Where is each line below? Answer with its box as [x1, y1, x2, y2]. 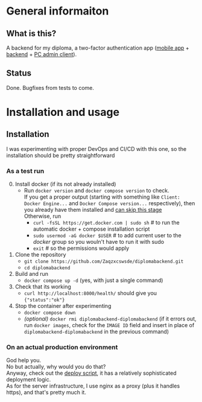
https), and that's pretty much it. [6, 389, 86, 396]
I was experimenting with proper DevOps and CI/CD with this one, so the [6, 145, 187, 152]
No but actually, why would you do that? [6, 363, 106, 371]
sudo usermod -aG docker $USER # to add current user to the [33, 232, 182, 239]
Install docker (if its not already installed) [14, 180, 116, 188]
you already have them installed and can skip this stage [24, 206, 162, 214]
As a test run [6, 167, 45, 175]
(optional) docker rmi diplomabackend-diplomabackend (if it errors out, [24, 315, 197, 322]
